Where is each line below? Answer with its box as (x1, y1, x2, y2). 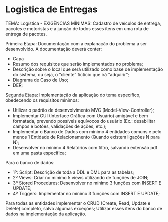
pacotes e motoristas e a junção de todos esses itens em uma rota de (5, 25, 149, 31)
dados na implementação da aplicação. (5, 211, 87, 217)
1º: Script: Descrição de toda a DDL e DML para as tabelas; (12, 169, 134, 175)
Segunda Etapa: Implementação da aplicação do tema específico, (5, 92, 141, 98)
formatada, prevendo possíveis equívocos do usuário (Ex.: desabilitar (12, 118, 156, 124)
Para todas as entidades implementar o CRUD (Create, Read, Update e (5, 200, 151, 206)
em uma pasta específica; (12, 150, 66, 156)
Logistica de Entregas (5, 4, 98, 15)
